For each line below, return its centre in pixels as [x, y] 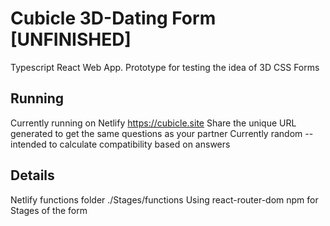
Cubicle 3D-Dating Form [113, 18]
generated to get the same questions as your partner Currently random [156, 133]
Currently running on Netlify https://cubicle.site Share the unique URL [153, 123]
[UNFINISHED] [71, 39]
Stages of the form [49, 210]
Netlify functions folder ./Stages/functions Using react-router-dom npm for [164, 199]
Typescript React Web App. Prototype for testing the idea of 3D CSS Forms [165, 67]
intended [28, 144]
